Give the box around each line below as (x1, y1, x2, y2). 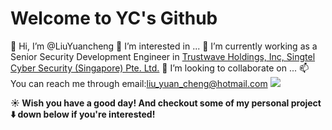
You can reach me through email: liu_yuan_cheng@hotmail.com (10, 77, 268, 89)
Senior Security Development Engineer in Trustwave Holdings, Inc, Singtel (10, 50, 316, 62)
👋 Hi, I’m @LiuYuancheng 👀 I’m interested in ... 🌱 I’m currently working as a (10, 40, 318, 52)
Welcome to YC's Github (10, 7, 218, 30)
